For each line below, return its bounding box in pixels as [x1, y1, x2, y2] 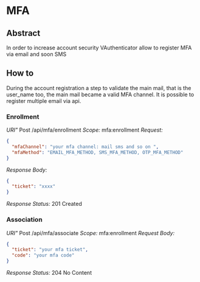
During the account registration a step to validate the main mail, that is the [6, 84, 191, 91]
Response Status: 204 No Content [6, 269, 92, 277]
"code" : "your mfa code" [12, 252, 75, 259]
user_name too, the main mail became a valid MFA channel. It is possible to [6, 91, 195, 98]
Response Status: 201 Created [6, 200, 82, 208]
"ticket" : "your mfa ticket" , [12, 247, 88, 253]
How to [6, 68, 34, 79]
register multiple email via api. [6, 97, 81, 104]
